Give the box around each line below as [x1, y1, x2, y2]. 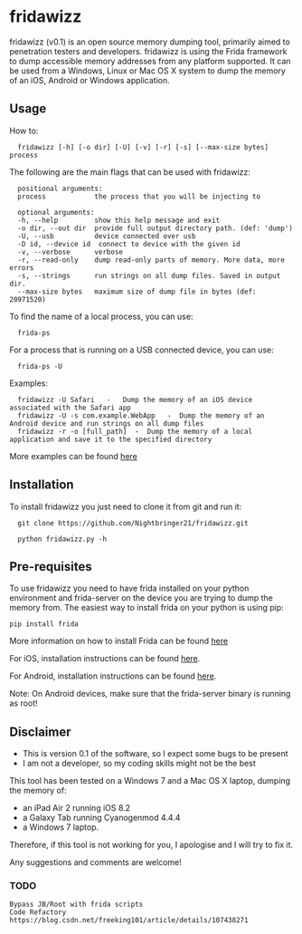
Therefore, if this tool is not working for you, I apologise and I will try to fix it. [9, 840, 294, 851]
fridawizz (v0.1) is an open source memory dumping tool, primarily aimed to [9, 36, 291, 47]
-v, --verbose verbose [17, 247, 124, 256]
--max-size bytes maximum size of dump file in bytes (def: [17, 287, 257, 296]
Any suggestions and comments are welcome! [9, 857, 183, 868]
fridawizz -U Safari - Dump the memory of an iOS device [17, 395, 253, 404]
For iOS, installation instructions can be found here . [9, 653, 201, 664]
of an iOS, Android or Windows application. [9, 74, 170, 85]
